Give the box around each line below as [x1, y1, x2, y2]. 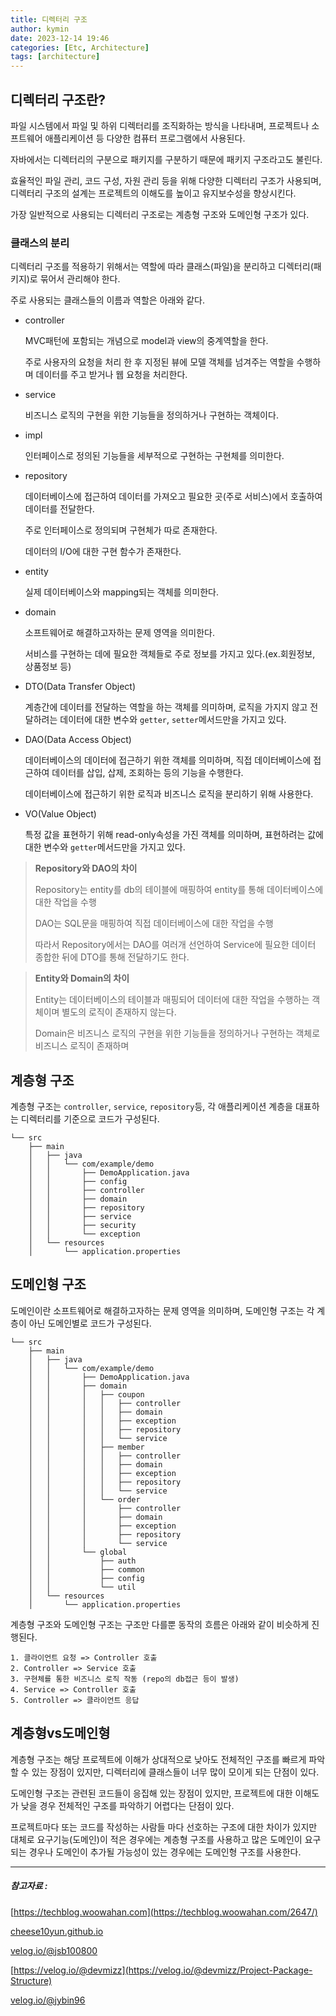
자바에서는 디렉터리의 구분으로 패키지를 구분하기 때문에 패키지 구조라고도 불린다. [10, 153, 323, 165]
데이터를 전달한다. [24, 503, 95, 515]
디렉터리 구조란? [10, 91, 106, 108]
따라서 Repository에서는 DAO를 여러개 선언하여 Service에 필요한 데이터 [34, 939, 317, 951]
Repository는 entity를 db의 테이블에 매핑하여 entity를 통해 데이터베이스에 [34, 884, 324, 896]
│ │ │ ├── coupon [28, 1389, 145, 1400]
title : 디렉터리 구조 [10, 14, 88, 25]
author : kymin [10, 24, 70, 34]
